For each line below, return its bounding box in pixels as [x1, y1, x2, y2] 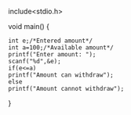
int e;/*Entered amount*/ [8, 37, 93, 45]
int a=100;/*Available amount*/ [8, 44, 114, 52]
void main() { [8, 22, 49, 31]
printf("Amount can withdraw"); [8, 71, 114, 79]
